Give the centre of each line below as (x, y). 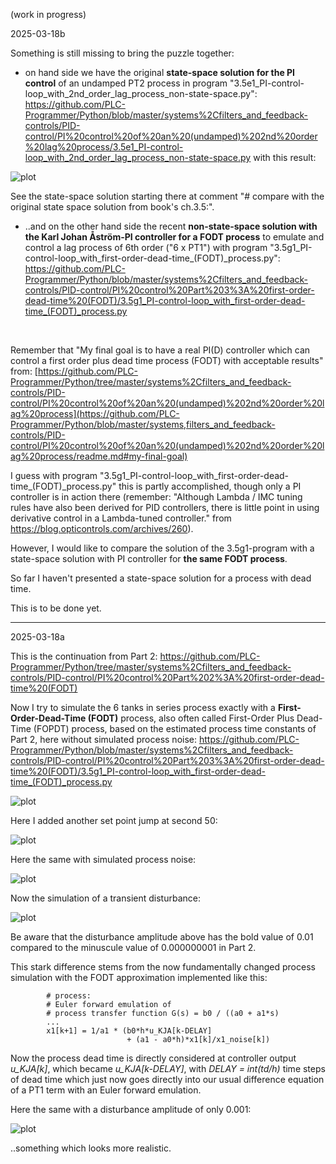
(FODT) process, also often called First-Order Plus (191, 718)
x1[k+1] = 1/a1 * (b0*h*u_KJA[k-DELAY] (129, 1031)
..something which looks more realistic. (91, 1148)
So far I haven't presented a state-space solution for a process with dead (161, 578)
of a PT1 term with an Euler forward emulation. (106, 1090)
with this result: (285, 157)
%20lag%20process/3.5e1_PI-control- (104, 147)
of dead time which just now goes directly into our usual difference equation (167, 1079)
